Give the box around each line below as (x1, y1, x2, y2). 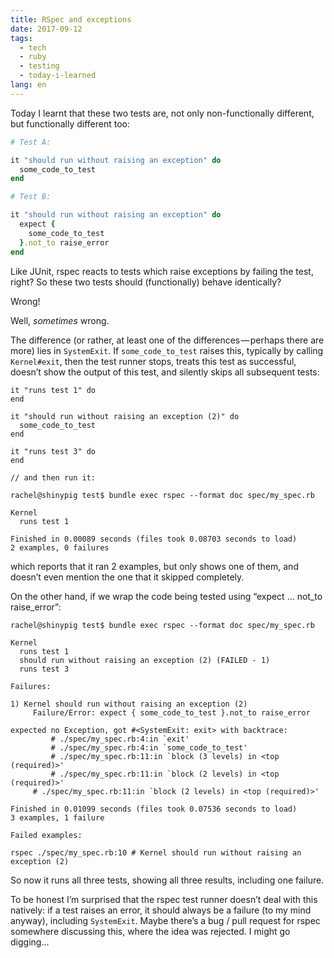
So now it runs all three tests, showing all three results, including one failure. (10, 874, 325, 886)
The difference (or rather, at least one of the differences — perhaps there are (10, 334, 325, 346)
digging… (10, 936, 50, 948)
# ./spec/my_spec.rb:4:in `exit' (50, 734, 190, 744)
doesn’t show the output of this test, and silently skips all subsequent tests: (10, 366, 320, 378)
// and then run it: (10, 472, 97, 483)
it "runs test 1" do (10, 385, 97, 395)
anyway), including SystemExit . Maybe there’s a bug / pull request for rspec (10, 914, 321, 926)
